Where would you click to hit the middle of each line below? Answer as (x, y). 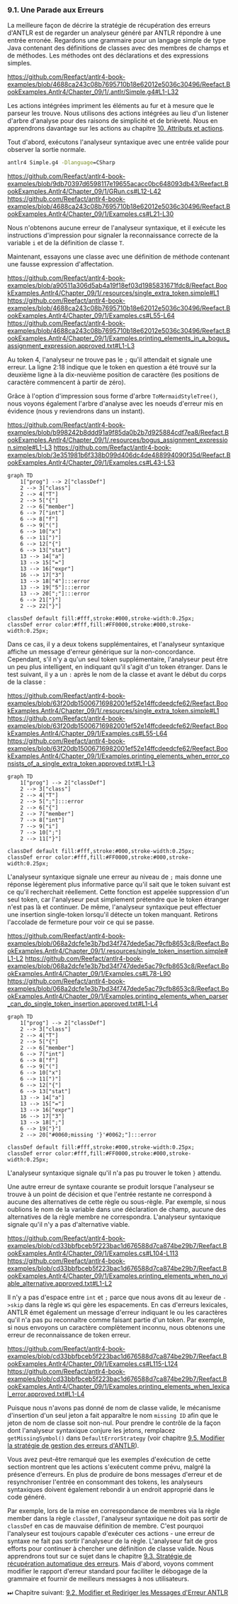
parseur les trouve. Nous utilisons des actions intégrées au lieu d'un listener (118, 113)
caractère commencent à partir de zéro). (67, 382)
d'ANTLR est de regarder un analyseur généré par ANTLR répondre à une (114, 33)
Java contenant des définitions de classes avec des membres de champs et (118, 48)
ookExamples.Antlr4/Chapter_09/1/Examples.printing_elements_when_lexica (119, 1387)
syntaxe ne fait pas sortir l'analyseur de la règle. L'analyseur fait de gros (113, 1541)
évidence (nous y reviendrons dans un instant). (76, 411)
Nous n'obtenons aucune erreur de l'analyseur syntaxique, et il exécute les (117, 228)
